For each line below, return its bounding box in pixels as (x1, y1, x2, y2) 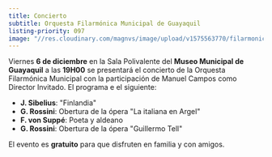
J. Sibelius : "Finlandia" (19, 98, 97, 108)
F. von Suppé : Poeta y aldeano (19, 115, 124, 125)
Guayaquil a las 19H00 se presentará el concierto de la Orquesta (8, 66, 226, 75)
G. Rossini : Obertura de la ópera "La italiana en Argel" (19, 107, 201, 117)
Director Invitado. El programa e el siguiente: (8, 83, 157, 92)
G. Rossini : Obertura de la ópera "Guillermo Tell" (19, 124, 183, 134)
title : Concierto (8, 11, 67, 20)
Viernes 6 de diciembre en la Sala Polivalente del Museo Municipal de (8, 57, 244, 66)
